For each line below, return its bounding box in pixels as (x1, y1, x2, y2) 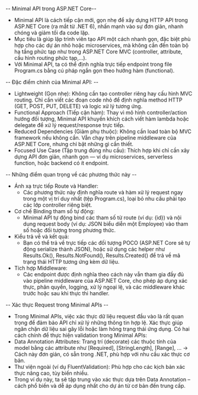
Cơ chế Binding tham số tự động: (14, 208, 95, 214)
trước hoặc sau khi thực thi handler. (23, 290, 110, 296)
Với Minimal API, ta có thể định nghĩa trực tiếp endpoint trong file (14, 61, 173, 68)
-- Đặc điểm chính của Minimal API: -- (5, 78, 99, 86)
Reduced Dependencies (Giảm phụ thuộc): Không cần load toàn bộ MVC (14, 128, 192, 135)
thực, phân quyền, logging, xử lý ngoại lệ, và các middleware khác (23, 283, 185, 290)
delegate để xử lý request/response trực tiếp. (14, 122, 125, 128)
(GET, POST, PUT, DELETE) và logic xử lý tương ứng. (14, 103, 143, 109)
